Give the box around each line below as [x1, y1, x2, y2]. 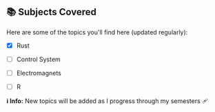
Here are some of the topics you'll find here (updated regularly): [6, 27, 188, 36]
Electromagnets [16, 69, 61, 77]
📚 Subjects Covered [6, 6, 97, 18]
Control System [16, 55, 61, 63]
